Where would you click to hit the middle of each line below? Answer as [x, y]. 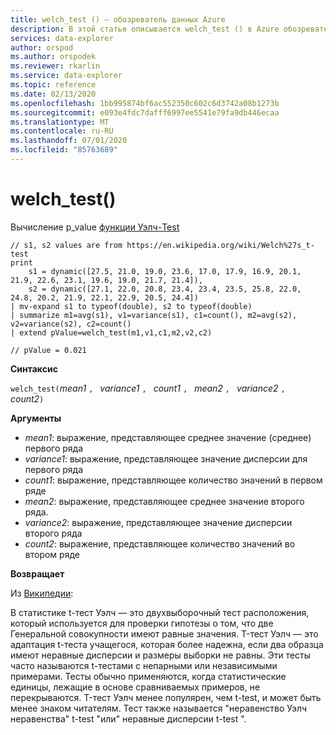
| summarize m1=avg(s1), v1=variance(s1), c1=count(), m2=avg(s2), [154, 315]
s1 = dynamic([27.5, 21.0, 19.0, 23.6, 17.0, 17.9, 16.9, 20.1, [165, 271]
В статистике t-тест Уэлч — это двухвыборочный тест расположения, [160, 612]
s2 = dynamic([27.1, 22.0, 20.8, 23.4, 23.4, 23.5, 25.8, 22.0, [165, 289]
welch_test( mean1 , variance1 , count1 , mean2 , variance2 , [148, 388]
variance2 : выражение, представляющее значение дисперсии [158, 522]
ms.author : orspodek [53, 57]
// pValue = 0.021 [48, 350]
